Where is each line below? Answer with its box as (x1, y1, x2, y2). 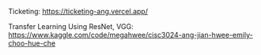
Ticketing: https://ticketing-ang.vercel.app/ (8, 7, 149, 16)
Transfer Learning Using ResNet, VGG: (8, 22, 134, 31)
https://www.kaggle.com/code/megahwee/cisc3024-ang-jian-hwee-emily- (8, 31, 253, 39)
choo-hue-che (8, 38, 56, 48)
